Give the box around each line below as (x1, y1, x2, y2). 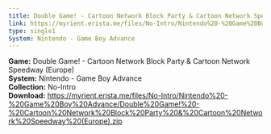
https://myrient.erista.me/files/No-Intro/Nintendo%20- (47, 90, 228, 101)
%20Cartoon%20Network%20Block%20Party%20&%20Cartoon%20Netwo (8, 108, 263, 118)
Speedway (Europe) (8, 65, 75, 75)
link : (8, 19, 27, 27)
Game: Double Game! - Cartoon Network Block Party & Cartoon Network (8, 57, 251, 66)
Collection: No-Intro (8, 82, 77, 92)
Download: (8, 90, 46, 101)
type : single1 (8, 27, 56, 35)
